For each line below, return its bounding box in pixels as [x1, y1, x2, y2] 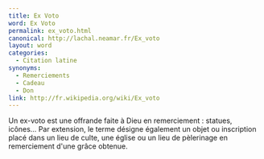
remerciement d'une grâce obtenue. [8, 141, 128, 151]
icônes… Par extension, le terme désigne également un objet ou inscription [8, 124, 257, 134]
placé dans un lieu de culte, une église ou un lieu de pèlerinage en [8, 133, 228, 143]
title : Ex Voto [8, 11, 60, 20]
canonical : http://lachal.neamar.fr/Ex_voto [8, 34, 160, 43]
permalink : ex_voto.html [8, 26, 92, 35]
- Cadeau [15, 79, 45, 87]
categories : [8, 49, 48, 57]
